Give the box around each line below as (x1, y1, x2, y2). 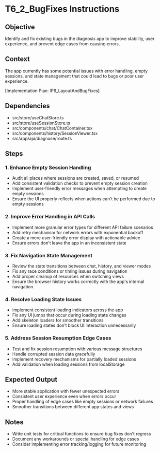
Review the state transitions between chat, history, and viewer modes (12, 263, 151, 269)
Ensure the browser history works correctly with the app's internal (12, 279, 144, 284)
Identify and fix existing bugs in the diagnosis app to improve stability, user (5, 36, 155, 41)
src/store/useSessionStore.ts (12, 120, 70, 126)
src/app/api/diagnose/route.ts (12, 135, 72, 141)
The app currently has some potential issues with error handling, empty (5, 68, 148, 74)
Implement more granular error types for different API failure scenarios (12, 224, 154, 230)
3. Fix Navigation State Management (5, 252, 93, 259)
